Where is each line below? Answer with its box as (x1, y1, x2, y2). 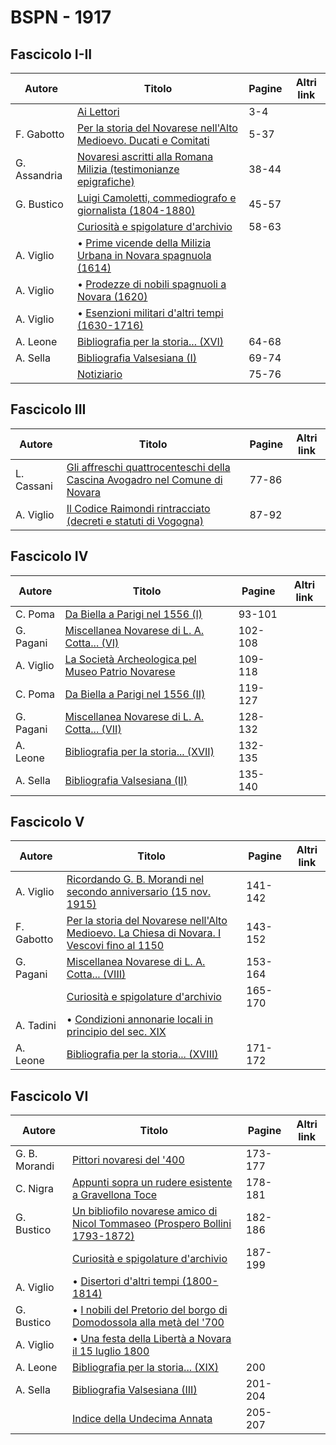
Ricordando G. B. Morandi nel (66, 872, 205, 886)
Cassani (15, 479, 53, 493)
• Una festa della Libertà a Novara (71, 1332, 232, 1346)
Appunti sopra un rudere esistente (71, 1176, 233, 1190)
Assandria (15, 169, 63, 182)
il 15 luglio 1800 (71, 1344, 150, 1358)
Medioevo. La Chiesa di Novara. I (66, 926, 222, 940)
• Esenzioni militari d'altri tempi (76, 306, 224, 320)
